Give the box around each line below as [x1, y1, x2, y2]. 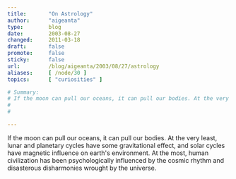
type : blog [7, 23, 61, 30]
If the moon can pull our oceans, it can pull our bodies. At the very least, [7, 133, 218, 142]
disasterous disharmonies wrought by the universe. [7, 163, 157, 172]
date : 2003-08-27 [7, 30, 81, 37]
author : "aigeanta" [7, 17, 81, 24]
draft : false [7, 43, 65, 50]
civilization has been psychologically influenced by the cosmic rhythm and [7, 156, 225, 164]
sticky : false [7, 56, 65, 63]
